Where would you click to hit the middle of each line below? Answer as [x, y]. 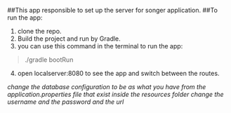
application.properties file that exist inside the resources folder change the [115, 94]
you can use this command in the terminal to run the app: [100, 46]
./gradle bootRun [49, 60]
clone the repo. [39, 31]
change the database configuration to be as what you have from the [107, 87]
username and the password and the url [66, 102]
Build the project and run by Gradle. [69, 39]
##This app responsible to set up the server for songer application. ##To [112, 10]
